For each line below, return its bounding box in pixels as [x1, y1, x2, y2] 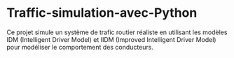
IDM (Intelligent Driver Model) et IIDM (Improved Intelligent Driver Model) [6, 35, 216, 43]
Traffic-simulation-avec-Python [6, 5, 198, 21]
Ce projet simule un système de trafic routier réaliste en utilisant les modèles [6, 28, 228, 36]
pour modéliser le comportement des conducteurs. [6, 43, 153, 51]
